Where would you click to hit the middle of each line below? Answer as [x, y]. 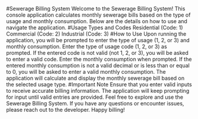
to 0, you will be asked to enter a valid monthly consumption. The [86, 72]
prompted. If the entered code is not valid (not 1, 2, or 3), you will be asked [98, 53]
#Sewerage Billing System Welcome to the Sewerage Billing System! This [96, 9]
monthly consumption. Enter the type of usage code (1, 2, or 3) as [87, 46]
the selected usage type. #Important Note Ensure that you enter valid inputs [99, 84]
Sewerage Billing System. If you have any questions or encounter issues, [95, 103]
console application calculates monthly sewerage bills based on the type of [98, 15]
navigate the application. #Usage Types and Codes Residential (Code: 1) [95, 27]
